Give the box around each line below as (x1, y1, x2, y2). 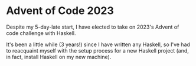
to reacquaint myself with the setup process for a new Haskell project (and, (6, 47, 189, 54)
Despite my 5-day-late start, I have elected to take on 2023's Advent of (6, 23, 179, 30)
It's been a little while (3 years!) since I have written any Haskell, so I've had (6, 41, 191, 48)
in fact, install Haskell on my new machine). (6, 53, 112, 60)
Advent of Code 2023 (6, 4, 114, 18)
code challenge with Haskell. (6, 29, 76, 36)
